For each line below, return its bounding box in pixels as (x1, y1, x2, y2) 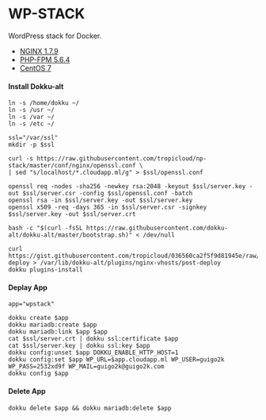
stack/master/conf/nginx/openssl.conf (8, 162, 136, 170)
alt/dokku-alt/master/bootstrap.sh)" (8, 231, 133, 239)
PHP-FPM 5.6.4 (19, 55, 70, 64)
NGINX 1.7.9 (19, 46, 59, 56)
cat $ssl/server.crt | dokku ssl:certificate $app (8, 335, 179, 343)
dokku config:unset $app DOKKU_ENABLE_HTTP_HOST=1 (8, 349, 179, 357)
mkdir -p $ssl (8, 141, 55, 149)
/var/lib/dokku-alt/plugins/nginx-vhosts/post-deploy (40, 259, 222, 267)
